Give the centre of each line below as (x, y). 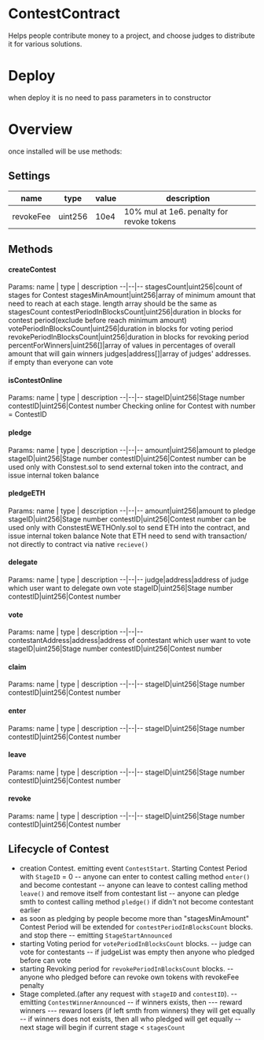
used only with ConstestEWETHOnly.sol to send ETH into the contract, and (129, 527)
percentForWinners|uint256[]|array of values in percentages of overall (122, 345)
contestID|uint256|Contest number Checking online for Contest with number (132, 406)
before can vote (45, 960)
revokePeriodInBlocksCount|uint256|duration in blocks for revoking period (128, 337)
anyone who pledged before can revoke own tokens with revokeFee (129, 977)
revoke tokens (150, 221)
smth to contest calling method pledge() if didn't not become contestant (136, 901)
